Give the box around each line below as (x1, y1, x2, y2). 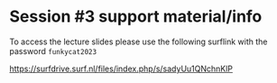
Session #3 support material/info (9, 6, 263, 27)
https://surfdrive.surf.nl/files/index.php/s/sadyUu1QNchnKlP (9, 63, 233, 74)
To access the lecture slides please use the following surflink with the (9, 36, 268, 47)
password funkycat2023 (9, 45, 97, 56)
